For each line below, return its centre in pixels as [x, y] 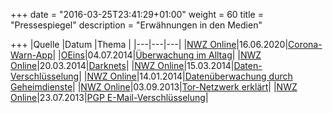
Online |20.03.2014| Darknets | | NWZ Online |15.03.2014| [122, 65]
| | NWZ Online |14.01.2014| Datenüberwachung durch [185, 76]
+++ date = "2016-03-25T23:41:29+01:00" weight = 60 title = [137, 14]
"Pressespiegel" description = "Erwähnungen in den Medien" [136, 25]
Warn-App [31, 55]
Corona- [305, 44]
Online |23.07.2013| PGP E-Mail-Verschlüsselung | [109, 97]
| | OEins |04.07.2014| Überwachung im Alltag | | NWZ [157, 55]
